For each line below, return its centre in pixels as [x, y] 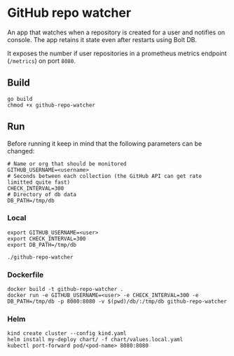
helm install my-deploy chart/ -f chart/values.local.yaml [95, 340]
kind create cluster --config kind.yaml [67, 334]
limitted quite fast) [39, 182]
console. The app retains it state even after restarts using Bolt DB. [102, 39]
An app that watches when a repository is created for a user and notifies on [116, 32]
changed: [21, 151]
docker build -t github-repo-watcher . [66, 289]
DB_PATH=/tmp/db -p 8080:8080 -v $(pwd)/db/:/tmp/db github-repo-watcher [117, 302]
